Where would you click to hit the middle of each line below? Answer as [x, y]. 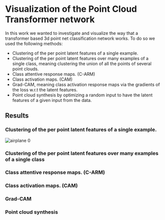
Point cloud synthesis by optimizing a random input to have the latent [82, 95]
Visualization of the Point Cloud [71, 9]
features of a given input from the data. [52, 100]
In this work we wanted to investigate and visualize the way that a [72, 33]
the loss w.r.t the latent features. [45, 90]
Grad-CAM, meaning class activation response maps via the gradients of [86, 84]
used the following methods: [34, 43]
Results [17, 116]
